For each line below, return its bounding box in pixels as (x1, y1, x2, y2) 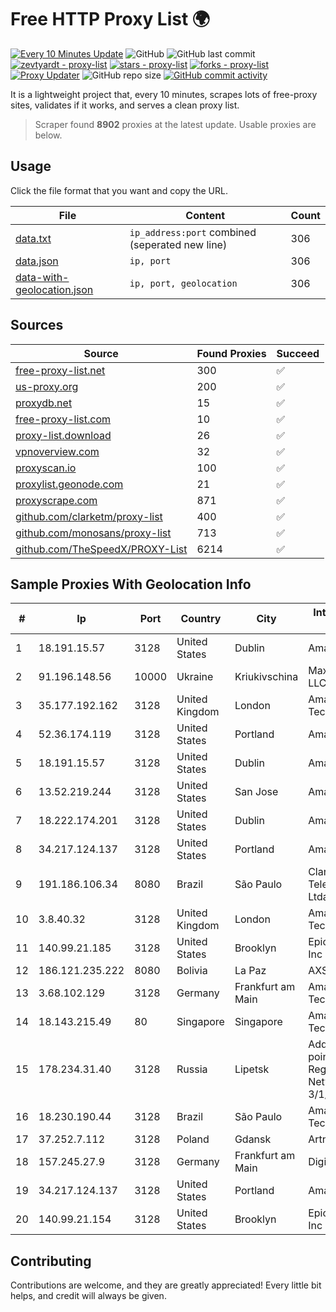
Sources (10, 317, 64, 334)
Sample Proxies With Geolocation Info (10, 576, 252, 593)
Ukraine (176, 670, 214, 684)
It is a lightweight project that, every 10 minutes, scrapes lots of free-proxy (10, 88, 318, 100)
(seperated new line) (129, 237, 228, 251)
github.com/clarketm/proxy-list (15, 509, 163, 523)
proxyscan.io (15, 461, 77, 475)
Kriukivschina (234, 670, 299, 684)
